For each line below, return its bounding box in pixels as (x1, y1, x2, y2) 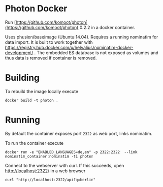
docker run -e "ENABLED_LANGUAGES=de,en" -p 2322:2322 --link (5, 150, 138, 155)
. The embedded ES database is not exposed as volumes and (34, 50, 159, 56)
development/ (5, 50, 33, 56)
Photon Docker (5, 3, 67, 14)
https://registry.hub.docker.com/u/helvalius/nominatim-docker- (5, 44, 133, 50)
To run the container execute (5, 140, 64, 146)
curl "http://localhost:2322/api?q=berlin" (5, 177, 96, 182)
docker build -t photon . (5, 98, 58, 103)
